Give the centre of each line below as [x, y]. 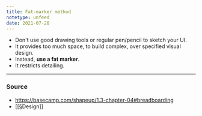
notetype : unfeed [28, 17]
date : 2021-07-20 [28, 23]
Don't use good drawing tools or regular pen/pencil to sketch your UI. [101, 40]
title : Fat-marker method [38, 12]
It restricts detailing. [40, 66]
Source [17, 87]
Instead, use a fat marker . [47, 59]
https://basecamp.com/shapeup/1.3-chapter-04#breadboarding [94, 100]
